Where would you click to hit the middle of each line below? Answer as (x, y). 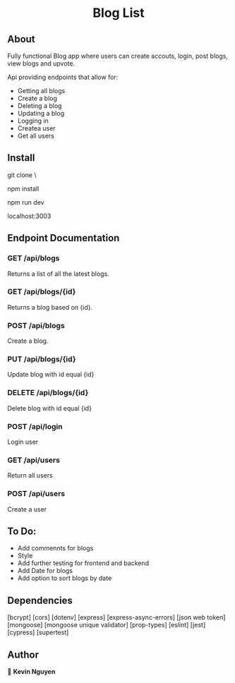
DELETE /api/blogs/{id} (48, 393)
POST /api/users (36, 494)
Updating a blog (41, 113)
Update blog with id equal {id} (51, 375)
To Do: (22, 531)
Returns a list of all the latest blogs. (58, 274)
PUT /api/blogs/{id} (42, 359)
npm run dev (26, 202)
